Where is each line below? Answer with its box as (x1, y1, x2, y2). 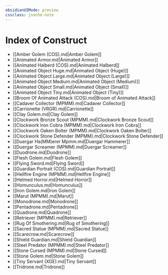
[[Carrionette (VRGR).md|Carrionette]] (12, 106, 94, 112)
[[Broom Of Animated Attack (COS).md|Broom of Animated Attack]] (12, 95, 156, 101)
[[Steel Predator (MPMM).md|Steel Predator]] (12, 242, 109, 248)
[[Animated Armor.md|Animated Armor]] (12, 57, 99, 63)
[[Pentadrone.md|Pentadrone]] (12, 204, 79, 210)
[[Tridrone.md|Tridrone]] (12, 264, 65, 270)
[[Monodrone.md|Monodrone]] (12, 199, 78, 205)
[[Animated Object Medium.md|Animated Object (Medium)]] (12, 78, 140, 85)
